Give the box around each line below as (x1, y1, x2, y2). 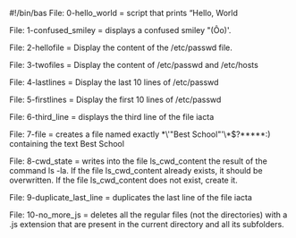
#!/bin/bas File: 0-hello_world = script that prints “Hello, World (9, 8, 239, 18)
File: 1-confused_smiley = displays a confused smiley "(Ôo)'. (9, 25, 232, 35)
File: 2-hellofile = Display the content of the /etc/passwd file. (9, 42, 233, 53)
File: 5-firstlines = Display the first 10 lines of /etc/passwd (9, 94, 222, 105)
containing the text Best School (9, 139, 125, 149)
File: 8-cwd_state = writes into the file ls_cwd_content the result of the (9, 156, 268, 166)
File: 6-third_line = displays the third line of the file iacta (9, 112, 215, 122)
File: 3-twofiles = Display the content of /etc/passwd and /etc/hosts (9, 60, 259, 70)
